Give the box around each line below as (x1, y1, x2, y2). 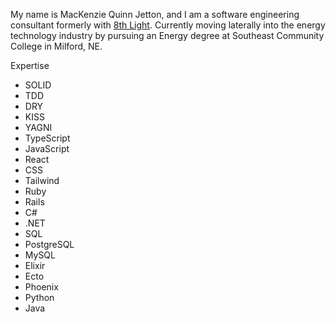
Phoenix (24, 281, 59, 293)
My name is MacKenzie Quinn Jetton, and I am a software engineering (10, 9, 300, 20)
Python (24, 292, 55, 303)
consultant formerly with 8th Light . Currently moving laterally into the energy (10, 19, 326, 31)
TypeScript (24, 132, 71, 144)
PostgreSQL (24, 239, 75, 250)
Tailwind (24, 175, 60, 186)
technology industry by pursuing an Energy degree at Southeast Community (10, 30, 325, 41)
